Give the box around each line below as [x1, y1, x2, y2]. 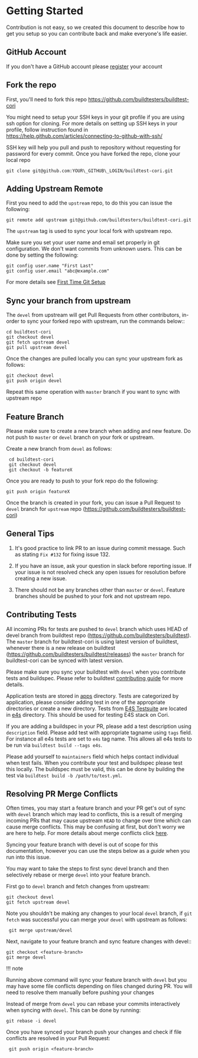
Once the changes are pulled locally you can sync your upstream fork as [6, 355, 183, 362]
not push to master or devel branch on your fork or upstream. [6, 433, 155, 441]
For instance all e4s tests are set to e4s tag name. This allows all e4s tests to [6, 735, 192, 742]
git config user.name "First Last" [6, 263, 94, 269]
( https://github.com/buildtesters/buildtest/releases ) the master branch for [6, 651, 185, 658]
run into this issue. [6, 853, 51, 861]
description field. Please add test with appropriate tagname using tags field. [6, 729, 193, 736]
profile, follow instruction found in [6, 126, 89, 133]
